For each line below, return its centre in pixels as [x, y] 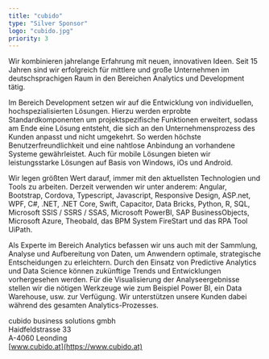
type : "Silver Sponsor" [48, 23]
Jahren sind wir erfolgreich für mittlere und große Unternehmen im [119, 70]
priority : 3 [28, 38]
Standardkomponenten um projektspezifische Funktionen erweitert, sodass [133, 120]
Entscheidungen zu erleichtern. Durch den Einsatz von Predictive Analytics [132, 262]
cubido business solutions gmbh [62, 321]
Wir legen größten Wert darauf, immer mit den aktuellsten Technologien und [134, 178]
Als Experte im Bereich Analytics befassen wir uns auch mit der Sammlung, [133, 245]
